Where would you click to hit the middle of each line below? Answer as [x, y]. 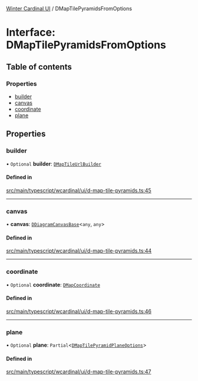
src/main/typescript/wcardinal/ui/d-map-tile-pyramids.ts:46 [79, 311]
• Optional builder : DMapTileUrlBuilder [54, 164]
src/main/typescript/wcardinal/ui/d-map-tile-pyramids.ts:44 [79, 251]
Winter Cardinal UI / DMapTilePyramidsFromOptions [69, 9]
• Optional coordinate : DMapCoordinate [53, 285]
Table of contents [39, 67]
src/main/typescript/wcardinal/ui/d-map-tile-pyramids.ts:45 [79, 190]
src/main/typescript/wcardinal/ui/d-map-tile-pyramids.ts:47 [79, 372]
